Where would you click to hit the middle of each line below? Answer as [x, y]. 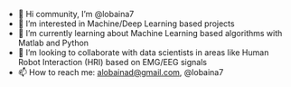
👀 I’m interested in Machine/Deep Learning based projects [126, 24]
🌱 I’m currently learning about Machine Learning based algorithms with [150, 33]
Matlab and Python [53, 43]
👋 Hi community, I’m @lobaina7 [76, 14]
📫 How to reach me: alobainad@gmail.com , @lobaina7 [121, 72]
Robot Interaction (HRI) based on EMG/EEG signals [113, 62]
